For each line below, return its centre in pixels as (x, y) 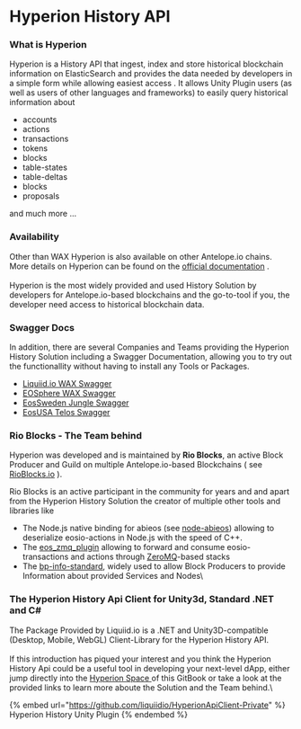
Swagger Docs (42, 327)
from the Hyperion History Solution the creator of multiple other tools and (145, 502)
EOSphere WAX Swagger (69, 394)
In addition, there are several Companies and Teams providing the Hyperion (149, 347)
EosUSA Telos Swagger (66, 413)
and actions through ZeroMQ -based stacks (150, 557)
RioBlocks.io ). (36, 475)
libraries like (32, 511)
